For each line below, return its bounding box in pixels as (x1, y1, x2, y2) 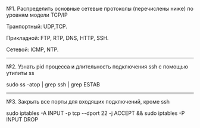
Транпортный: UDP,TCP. (6, 23, 67, 30)
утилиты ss (6, 70, 35, 76)
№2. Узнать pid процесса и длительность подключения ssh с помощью (6, 63, 189, 70)
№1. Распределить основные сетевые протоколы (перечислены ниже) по (6, 5, 193, 12)
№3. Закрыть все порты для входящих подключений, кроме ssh (6, 98, 170, 105)
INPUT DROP (6, 116, 39, 123)
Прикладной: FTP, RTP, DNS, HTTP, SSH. (6, 35, 109, 41)
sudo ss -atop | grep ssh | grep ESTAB (6, 81, 100, 88)
